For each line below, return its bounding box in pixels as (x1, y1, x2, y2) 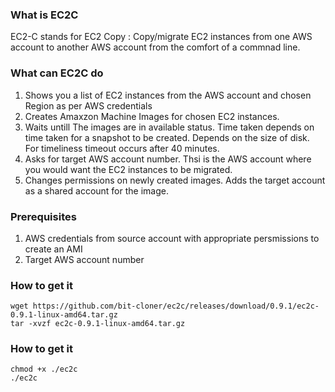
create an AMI (24, 243, 83, 255)
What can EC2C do (10, 66, 104, 80)
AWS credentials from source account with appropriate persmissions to (24, 232, 320, 244)
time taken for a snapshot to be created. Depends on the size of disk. (24, 131, 310, 143)
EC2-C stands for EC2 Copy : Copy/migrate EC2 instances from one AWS (10, 31, 313, 43)
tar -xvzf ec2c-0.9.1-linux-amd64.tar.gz (10, 319, 186, 329)
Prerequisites (10, 209, 77, 223)
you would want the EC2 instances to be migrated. (24, 163, 233, 175)
